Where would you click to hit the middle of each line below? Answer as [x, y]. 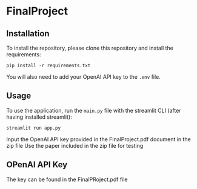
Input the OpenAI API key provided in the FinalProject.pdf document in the [98, 139]
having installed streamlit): [39, 117]
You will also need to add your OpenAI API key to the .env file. [83, 77]
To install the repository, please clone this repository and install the [90, 48]
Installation [28, 34]
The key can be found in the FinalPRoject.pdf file [67, 179]
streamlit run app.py [34, 128]
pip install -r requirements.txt [48, 65]
